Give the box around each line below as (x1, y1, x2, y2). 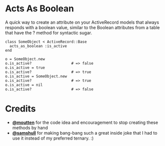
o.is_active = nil (5, 82, 43, 87)
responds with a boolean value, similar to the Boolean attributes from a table (5, 24, 160, 30)
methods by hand (12, 124, 48, 131)
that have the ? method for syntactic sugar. (5, 30, 92, 36)
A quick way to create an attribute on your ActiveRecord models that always (5, 19, 159, 25)
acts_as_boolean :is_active (9, 43, 67, 48)
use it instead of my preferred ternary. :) (12, 135, 94, 141)
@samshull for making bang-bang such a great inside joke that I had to (12, 130, 158, 136)
